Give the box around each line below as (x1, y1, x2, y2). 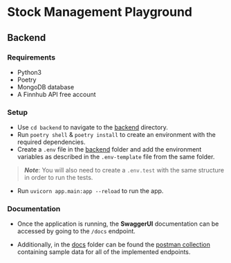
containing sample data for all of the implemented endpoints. (17, 248, 191, 256)
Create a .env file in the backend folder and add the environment (17, 145, 202, 154)
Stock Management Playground (7, 4, 192, 20)
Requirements (7, 53, 56, 62)
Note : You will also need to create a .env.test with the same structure (24, 166, 225, 174)
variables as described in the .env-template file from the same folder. (17, 153, 215, 161)
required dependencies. (17, 138, 86, 146)
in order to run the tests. (24, 174, 93, 182)
